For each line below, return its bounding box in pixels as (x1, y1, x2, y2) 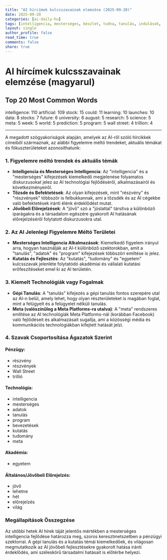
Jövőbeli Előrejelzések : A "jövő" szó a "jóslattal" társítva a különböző (12, 205, 156, 212)
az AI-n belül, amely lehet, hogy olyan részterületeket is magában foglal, (12, 295, 161, 301)
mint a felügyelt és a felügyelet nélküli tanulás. (12, 301, 107, 307)
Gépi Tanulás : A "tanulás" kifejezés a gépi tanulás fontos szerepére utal (12, 290, 160, 296)
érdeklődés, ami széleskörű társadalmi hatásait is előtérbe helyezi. (5, 549, 141, 555)
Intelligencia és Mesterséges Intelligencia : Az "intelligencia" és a (12, 168, 148, 174)
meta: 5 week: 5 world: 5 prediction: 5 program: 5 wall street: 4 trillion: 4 (5, 120, 153, 126)
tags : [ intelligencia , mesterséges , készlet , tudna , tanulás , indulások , (5, 21, 162, 26)
